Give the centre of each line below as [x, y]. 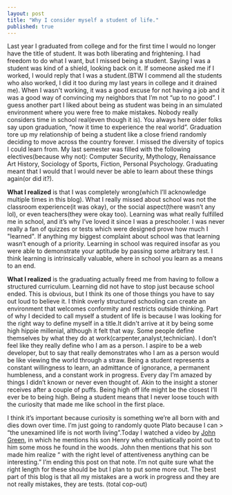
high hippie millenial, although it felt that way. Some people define [101, 331]
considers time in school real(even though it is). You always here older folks [115, 120]
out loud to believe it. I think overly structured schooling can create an [107, 302]
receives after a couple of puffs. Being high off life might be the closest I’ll [112, 390]
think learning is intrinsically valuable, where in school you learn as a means [115, 259]
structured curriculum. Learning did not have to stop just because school [111, 287]
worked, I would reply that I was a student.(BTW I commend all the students [115, 76]
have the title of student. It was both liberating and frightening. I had [104, 53]
